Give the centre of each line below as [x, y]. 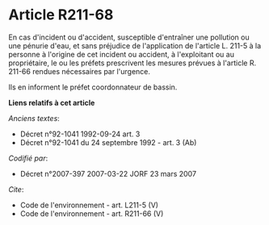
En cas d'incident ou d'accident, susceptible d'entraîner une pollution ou [129, 37]
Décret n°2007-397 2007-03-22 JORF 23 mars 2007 [108, 173]
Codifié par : [28, 158]
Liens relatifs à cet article [52, 102]
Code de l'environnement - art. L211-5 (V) [89, 205]
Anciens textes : [34, 118]
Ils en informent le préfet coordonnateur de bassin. [93, 87]
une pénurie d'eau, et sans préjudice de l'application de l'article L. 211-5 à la [135, 45]
